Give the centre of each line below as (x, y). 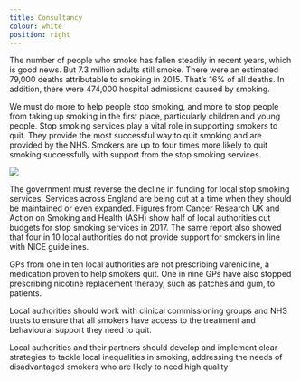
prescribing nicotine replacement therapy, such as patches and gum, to (142, 284)
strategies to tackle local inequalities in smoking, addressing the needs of (146, 357)
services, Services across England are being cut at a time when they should (150, 199)
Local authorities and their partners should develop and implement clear (144, 348)
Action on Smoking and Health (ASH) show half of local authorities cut (140, 218)
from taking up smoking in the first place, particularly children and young (145, 116)
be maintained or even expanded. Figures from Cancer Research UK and (145, 208)
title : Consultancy (46, 18)
